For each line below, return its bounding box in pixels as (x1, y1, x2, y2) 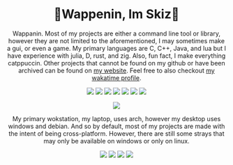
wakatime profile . (91, 73, 142, 82)
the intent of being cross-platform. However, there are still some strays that (8, 129, 225, 138)
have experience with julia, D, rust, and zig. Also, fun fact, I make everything (7, 52, 226, 60)
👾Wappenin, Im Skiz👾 (53, 6, 180, 22)
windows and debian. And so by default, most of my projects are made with (8, 122, 225, 130)
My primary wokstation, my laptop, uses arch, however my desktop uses (12, 114, 221, 123)
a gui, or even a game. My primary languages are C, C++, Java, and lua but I (6, 44, 227, 52)
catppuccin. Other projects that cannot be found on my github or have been (8, 58, 225, 67)
